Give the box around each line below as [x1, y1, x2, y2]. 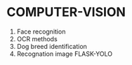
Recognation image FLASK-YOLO [16, 50, 113, 58]
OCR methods [16, 34, 58, 43]
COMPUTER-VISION [6, 4, 126, 20]
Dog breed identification [16, 42, 87, 50]
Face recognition [16, 27, 66, 36]
